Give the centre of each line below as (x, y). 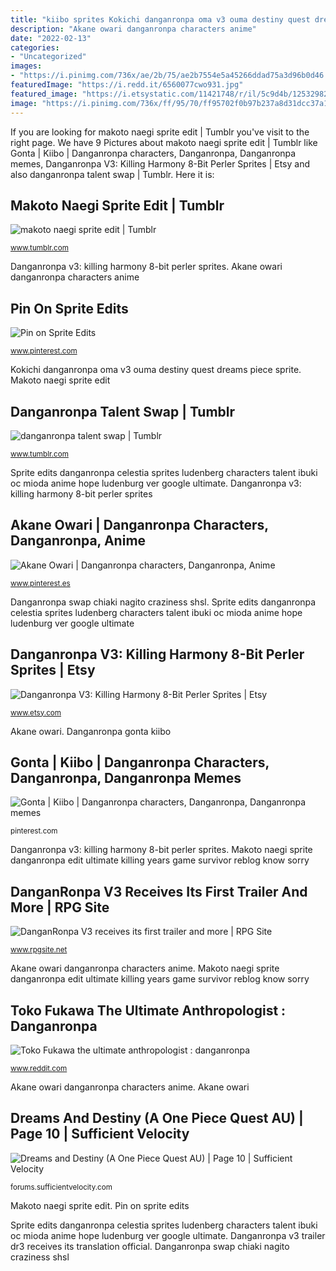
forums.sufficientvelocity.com (61, 1187)
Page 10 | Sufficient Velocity (100, 1134)
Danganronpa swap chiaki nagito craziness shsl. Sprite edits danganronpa (163, 602)
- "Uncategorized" (48, 57)
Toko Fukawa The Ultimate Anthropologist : (148, 1010)
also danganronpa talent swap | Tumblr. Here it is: (112, 174)
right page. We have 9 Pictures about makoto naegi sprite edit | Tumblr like (164, 142)
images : (26, 66)
